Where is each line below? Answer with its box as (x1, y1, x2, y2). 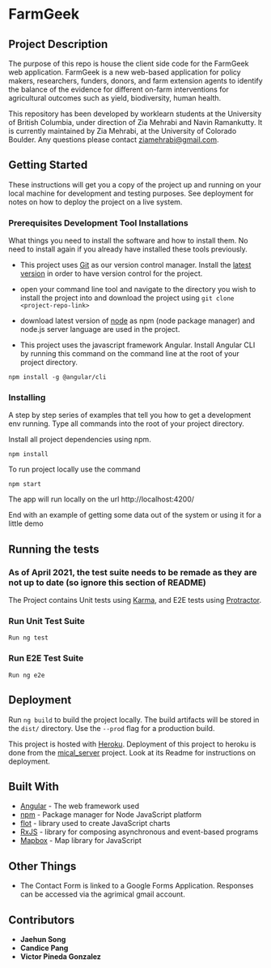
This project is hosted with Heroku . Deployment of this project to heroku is (8, 739, 256, 749)
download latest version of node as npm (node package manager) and (19, 316, 256, 325)
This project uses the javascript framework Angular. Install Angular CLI (19, 340, 256, 350)
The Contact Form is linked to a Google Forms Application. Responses (19, 881, 254, 891)
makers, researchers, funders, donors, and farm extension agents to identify (8, 76, 263, 85)
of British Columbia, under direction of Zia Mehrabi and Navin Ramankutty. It (8, 118, 263, 127)
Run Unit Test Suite (8, 616, 85, 627)
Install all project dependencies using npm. (8, 435, 151, 445)
